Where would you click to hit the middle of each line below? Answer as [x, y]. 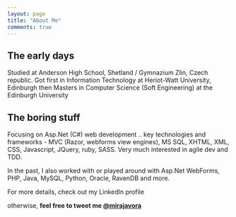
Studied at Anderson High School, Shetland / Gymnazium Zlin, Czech [108, 73]
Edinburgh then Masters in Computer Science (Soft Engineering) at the [110, 88]
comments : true [30, 27]
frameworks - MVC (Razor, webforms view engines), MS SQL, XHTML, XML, [118, 142]
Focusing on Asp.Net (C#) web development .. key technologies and [107, 134]
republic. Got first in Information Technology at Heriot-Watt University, [109, 80]
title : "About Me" [34, 20]
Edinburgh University [38, 95]
